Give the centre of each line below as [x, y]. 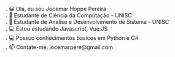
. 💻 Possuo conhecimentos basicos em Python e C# [72, 38]
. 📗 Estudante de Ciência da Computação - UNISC [69, 15]
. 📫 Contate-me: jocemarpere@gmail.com [60, 47]
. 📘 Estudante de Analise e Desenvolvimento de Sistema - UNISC [87, 22]
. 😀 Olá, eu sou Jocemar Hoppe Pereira [56, 9]
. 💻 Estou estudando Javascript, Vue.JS [57, 29]
